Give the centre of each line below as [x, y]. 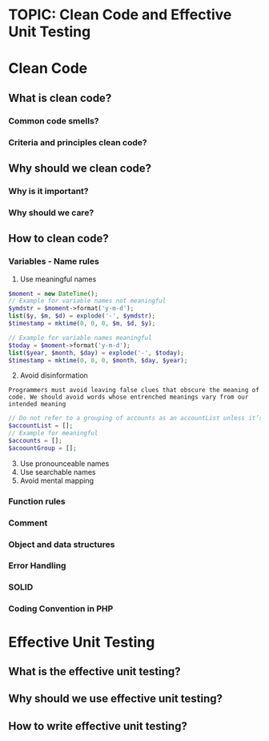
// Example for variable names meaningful [80, 338]
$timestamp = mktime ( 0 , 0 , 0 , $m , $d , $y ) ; [82, 324]
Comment [28, 523]
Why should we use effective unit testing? [115, 699]
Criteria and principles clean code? [78, 142]
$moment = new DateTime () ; [53, 294]
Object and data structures [62, 545]
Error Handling [37, 565]
